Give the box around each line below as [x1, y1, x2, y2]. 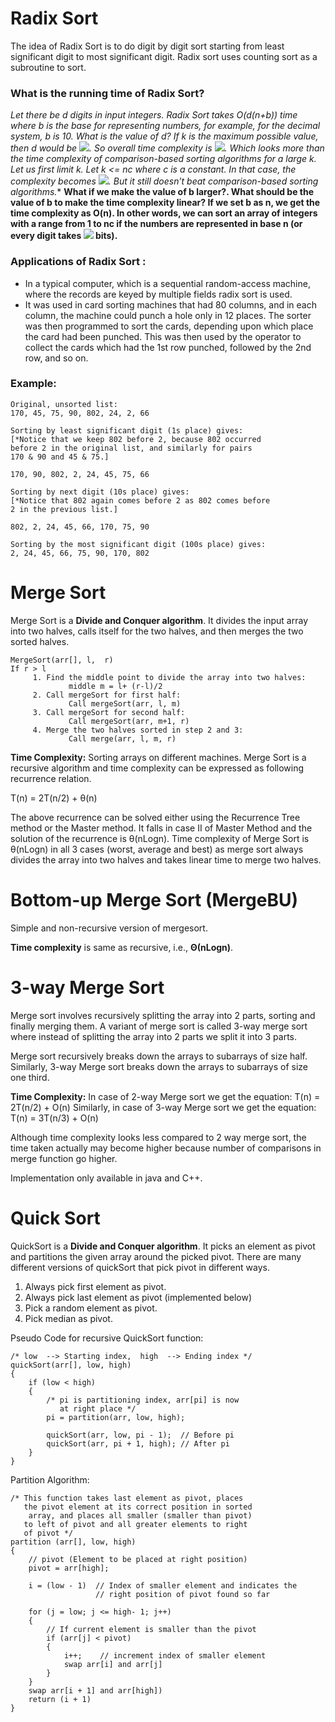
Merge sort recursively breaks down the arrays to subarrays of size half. [10, 1050, 308, 1062]
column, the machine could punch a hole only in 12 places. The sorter [24, 309, 312, 321]
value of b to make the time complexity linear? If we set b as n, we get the [10, 197, 321, 209]
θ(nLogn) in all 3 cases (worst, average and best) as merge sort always [10, 843, 304, 855]
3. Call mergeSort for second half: [32, 707, 186, 717]
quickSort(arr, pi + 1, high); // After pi [46, 1438, 230, 1449]
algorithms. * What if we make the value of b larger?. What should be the [10, 186, 315, 198]
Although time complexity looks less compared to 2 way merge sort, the [10, 1131, 307, 1143]
